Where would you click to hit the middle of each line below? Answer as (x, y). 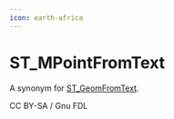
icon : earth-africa (46, 18)
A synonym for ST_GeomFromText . (74, 88)
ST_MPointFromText (87, 62)
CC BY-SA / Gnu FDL (49, 105)
